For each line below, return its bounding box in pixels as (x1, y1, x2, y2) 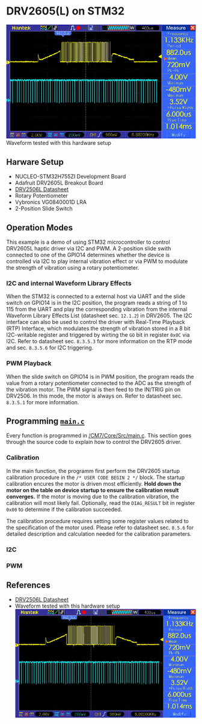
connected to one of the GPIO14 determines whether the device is (6, 251, 170, 258)
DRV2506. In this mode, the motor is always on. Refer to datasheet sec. (6, 392, 183, 399)
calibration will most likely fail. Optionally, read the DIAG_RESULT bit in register (6, 499, 195, 506)
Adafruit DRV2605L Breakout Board (14, 179, 103, 186)
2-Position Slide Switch (14, 205, 73, 212)
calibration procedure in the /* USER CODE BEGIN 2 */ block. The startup (6, 474, 185, 481)
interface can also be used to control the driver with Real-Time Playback (6, 319, 185, 326)
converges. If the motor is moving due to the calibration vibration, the (6, 493, 179, 500)
